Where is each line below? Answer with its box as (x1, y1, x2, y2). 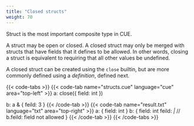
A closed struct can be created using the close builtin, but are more (6, 65, 169, 72)
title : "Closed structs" (6, 8, 67, 15)
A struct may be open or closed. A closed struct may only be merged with (6, 42, 185, 49)
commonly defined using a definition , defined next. (6, 72, 130, 79)
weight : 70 (6, 14, 33, 20)
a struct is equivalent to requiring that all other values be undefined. (6, 54, 170, 61)
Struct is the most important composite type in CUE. (6, 30, 132, 37)
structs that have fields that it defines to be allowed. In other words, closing (6, 48, 189, 55)
